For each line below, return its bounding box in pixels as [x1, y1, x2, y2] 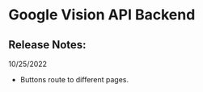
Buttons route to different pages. [19, 75, 129, 84]
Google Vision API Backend [8, 6, 196, 24]
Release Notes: [8, 38, 87, 52]
